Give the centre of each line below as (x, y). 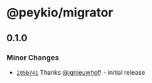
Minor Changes (33, 58)
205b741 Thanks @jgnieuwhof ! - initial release (81, 72)
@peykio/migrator (60, 13)
